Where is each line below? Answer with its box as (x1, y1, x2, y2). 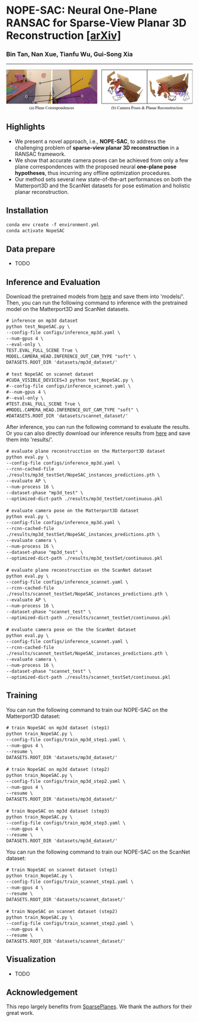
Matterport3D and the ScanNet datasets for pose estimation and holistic (14, 182, 191, 189)
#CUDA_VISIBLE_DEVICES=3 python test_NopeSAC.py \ (6, 377, 134, 383)
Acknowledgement (6, 987, 78, 998)
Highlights (6, 122, 46, 132)
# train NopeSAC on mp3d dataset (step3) (6, 808, 110, 814)
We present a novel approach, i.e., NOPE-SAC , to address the (14, 137, 166, 145)
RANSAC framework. (14, 150, 66, 158)
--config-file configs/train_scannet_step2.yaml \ (6, 920, 134, 926)
